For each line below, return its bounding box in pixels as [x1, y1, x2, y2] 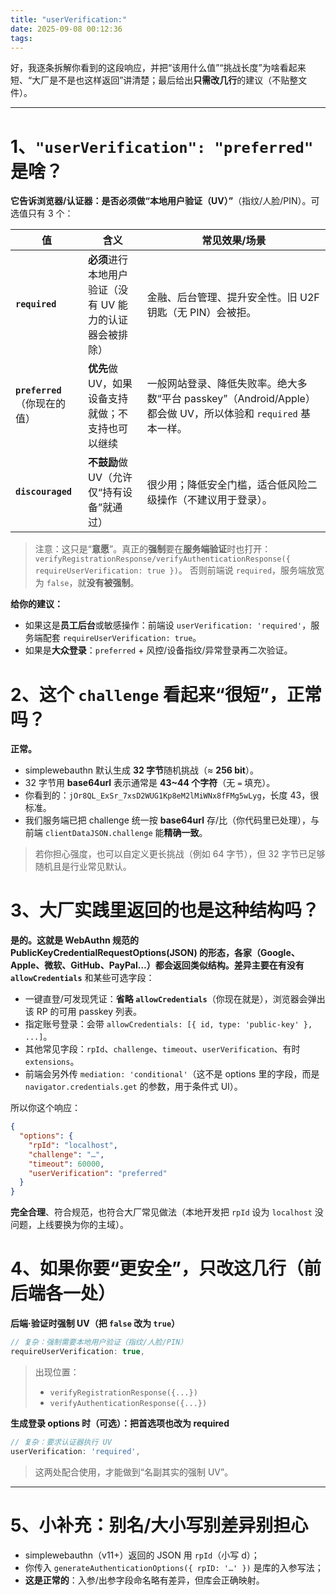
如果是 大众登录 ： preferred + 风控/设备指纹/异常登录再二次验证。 [24, 644, 293, 656]
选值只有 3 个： [10, 207, 74, 220]
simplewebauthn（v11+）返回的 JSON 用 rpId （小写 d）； [24, 1549, 260, 1561]
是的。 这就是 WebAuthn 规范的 [10, 934, 139, 946]
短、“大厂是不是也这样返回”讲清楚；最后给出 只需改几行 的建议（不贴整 [10, 74, 299, 86]
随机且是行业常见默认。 [34, 861, 132, 873]
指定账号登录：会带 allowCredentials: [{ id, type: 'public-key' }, [24, 1018, 313, 1030]
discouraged [15, 486, 73, 498]
